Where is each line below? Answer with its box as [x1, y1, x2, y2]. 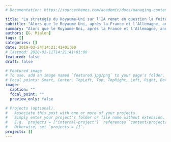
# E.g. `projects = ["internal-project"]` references [5, 120, 126, 125]
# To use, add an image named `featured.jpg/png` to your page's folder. [5, 73, 165, 78]
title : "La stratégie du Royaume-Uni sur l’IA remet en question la [5, 16, 154, 22]
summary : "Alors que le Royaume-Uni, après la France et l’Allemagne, [5, 26, 158, 31]
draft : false [5, 59, 33, 64]
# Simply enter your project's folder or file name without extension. [5, 115, 165, 120]
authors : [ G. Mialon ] [5, 31, 51, 36]
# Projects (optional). [5, 105, 56, 111]
